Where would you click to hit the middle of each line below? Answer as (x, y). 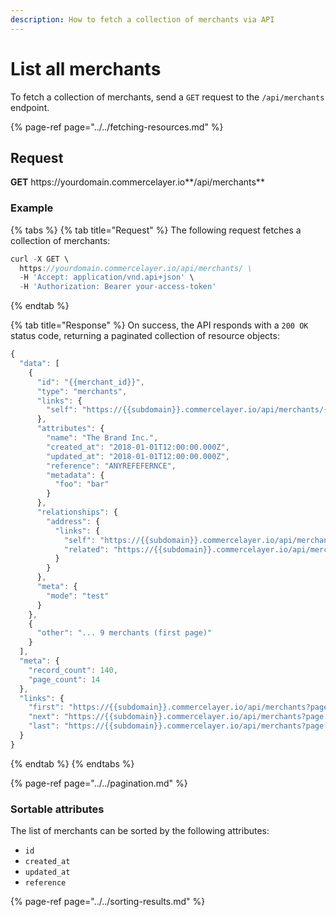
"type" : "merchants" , (82, 391)
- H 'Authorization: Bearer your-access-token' (118, 287)
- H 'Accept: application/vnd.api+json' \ (107, 277)
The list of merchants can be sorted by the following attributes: (140, 831)
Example (32, 208)
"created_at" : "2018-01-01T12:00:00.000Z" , (138, 447)
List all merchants (86, 68)
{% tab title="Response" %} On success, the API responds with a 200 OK (159, 325)
